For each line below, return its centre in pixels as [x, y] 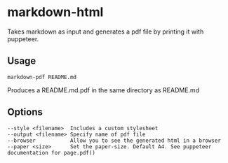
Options [25, 112]
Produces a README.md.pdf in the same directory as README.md [103, 90]
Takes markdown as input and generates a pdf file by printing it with [106, 31]
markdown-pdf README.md [42, 77]
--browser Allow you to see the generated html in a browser [114, 141]
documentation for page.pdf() [52, 153]
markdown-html [55, 12]
